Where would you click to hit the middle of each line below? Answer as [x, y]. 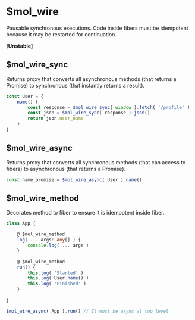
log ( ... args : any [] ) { [49, 240]
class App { [21, 223]
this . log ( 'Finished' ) [57, 284]
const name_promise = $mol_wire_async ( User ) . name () [74, 180]
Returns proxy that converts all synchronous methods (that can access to [96, 162]
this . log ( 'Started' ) [56, 273]
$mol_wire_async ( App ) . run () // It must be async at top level [87, 311]
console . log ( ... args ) [58, 246]
